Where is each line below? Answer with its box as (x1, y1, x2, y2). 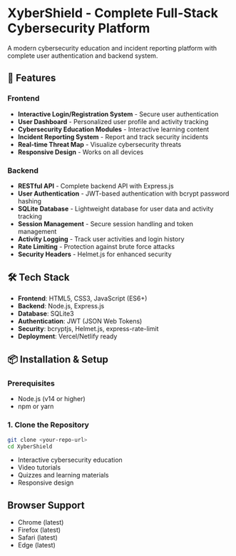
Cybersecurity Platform (7, 20, 150, 36)
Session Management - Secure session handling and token (17, 219, 194, 228)
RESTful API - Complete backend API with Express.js (17, 181, 174, 190)
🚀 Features (7, 72, 56, 84)
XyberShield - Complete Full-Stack (7, 5, 219, 21)
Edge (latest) (17, 541, 56, 550)
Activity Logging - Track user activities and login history (17, 234, 185, 243)
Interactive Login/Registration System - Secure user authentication (17, 109, 219, 118)
